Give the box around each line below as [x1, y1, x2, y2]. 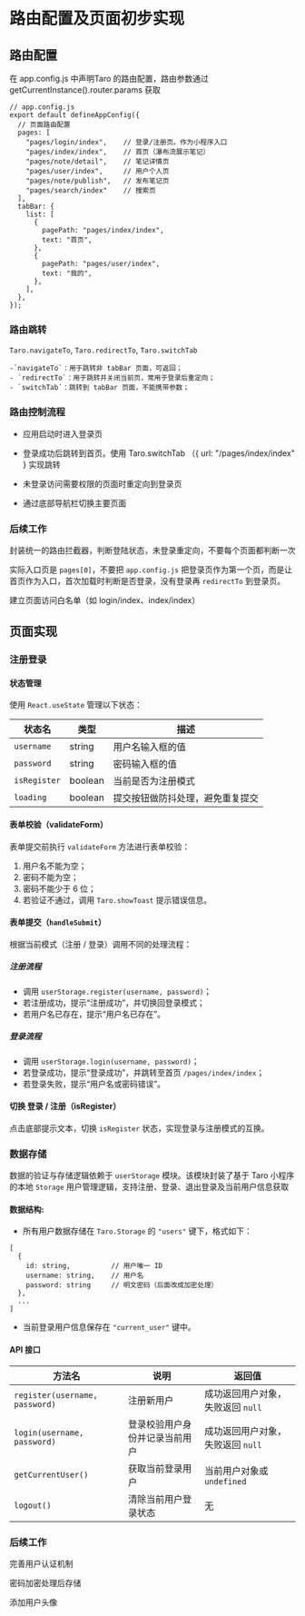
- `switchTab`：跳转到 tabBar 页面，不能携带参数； [9, 383, 190, 392]
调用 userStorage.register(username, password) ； [22, 986, 212, 996]
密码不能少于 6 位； [22, 883, 97, 894]
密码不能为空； [22, 871, 79, 882]
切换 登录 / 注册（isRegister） [9, 1101, 121, 1112]
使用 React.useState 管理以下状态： [9, 699, 143, 710]
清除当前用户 [127, 1492, 183, 1505]
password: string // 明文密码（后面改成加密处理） [25, 1281, 218, 1290]
